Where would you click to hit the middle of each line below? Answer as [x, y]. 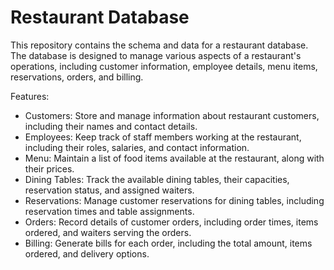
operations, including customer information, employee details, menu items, [164, 66]
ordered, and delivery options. [87, 253]
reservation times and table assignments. [109, 211]
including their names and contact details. [111, 126]
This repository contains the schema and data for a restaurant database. [159, 45]
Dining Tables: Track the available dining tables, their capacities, [157, 179]
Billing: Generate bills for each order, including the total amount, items [168, 243]
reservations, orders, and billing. [77, 77]
